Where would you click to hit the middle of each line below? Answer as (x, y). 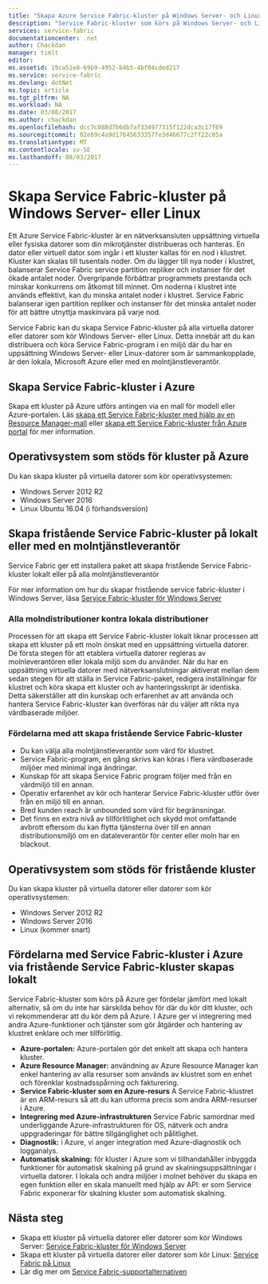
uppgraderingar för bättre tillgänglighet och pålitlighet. (109, 1134)
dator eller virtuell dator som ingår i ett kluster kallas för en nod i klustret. (128, 253)
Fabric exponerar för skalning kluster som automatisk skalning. (123, 1193)
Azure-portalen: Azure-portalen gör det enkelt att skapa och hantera (134, 1048)
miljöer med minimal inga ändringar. (79, 768)
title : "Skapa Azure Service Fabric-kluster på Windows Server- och (124, 16)
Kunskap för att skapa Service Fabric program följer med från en (126, 776)
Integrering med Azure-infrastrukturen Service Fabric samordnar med (137, 1116)
